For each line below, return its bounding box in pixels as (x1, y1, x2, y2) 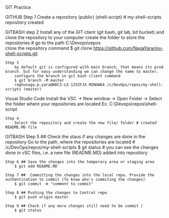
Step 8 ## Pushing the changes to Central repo (5, 190, 107, 195)
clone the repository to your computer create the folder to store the (5, 35, 145, 40)
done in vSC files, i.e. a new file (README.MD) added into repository (5, 150, 148, 156)
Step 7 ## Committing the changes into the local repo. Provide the (5, 173, 155, 178)
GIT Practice (5, 5, 31, 10)
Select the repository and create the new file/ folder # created (14, 120, 157, 125)
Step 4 (5, 116, 19, 121)
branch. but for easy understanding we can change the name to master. (5, 69, 159, 74)
